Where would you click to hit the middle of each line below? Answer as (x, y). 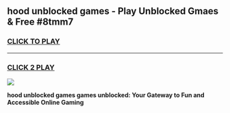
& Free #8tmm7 (40, 22)
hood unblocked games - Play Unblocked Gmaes (113, 11)
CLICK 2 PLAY (31, 67)
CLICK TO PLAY (34, 42)
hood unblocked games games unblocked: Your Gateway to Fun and (106, 95)
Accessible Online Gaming (46, 102)
